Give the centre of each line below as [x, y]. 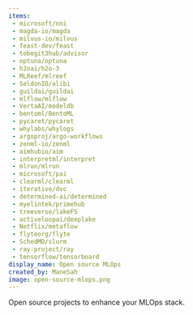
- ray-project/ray [43, 249]
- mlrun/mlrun [36, 167]
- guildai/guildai [43, 91]
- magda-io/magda [41, 31]
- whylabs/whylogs [43, 129]
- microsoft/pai [39, 174]
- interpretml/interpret [54, 159]
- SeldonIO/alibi [41, 83]
